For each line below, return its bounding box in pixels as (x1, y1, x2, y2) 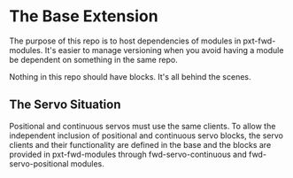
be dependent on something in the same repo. (9, 54, 179, 65)
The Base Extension (9, 6, 158, 27)
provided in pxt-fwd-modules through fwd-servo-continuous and (9, 149, 248, 159)
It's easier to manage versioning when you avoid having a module (44, 44, 284, 55)
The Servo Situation (9, 97, 121, 112)
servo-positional (9, 158, 69, 169)
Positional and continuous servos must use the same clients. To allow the (9, 120, 276, 131)
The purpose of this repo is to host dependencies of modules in (9, 35, 242, 46)
